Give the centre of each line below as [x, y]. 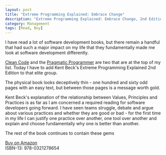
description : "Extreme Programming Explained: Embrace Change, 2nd [76, 19]
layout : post [19, 10]
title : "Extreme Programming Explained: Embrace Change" [65, 14]
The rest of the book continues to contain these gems [60, 133]
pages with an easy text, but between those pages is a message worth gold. [83, 88]
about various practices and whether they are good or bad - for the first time [83, 113]
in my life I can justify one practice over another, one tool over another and [81, 118]
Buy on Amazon [21, 143]
